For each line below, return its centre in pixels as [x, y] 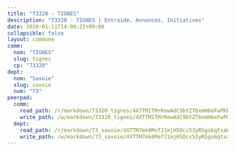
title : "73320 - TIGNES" [43, 14]
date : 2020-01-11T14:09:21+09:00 [56, 26]
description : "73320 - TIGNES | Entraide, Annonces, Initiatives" [106, 20]
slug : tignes [33, 59]
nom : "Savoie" [34, 78]
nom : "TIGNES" [34, 53]
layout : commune [31, 40]
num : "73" [28, 91]
